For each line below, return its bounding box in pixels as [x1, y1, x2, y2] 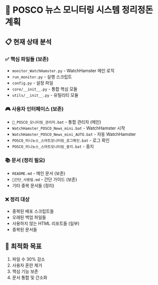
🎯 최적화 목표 [5, 242, 42, 251]
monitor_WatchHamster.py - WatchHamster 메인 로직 [12, 67, 115, 73]
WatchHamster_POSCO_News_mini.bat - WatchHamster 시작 [12, 125, 125, 131]
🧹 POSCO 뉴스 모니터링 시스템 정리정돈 [5, 4, 153, 16]
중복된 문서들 [12, 226, 37, 232]
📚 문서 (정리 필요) [5, 157, 45, 164]
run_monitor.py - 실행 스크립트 [12, 74, 72, 80]
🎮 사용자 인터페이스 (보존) [5, 106, 64, 112]
